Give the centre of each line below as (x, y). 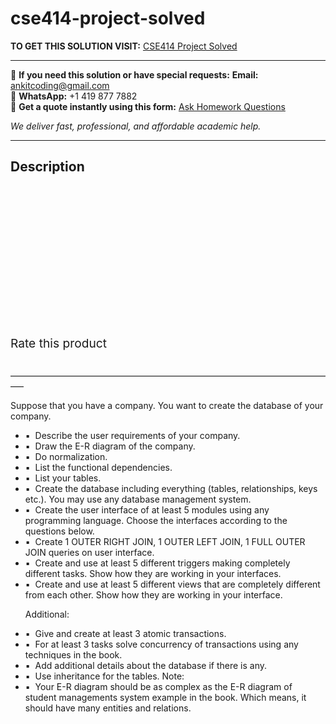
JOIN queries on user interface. (89, 552)
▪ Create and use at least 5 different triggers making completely (157, 563)
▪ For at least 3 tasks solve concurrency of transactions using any (161, 644)
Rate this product (58, 343)
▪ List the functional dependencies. (98, 467)
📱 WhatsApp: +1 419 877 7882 (74, 96)
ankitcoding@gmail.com (60, 85)
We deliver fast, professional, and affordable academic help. (136, 126)
